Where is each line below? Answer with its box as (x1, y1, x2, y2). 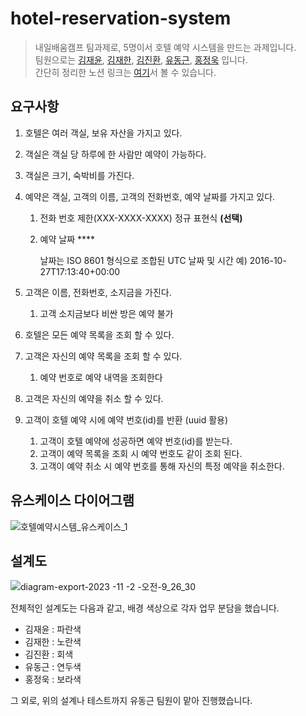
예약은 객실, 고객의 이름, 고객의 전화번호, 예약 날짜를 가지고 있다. (24, 190, 276, 202)
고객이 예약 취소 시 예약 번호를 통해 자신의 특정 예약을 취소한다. (39, 460, 285, 472)
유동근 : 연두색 (24, 661, 82, 673)
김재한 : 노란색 (24, 636, 82, 648)
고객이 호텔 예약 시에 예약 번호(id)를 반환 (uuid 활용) (24, 413, 229, 426)
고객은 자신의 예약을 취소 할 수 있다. (24, 392, 164, 404)
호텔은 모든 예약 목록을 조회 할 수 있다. (24, 328, 175, 341)
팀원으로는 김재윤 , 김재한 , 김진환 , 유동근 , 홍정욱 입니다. (34, 53, 248, 66)
